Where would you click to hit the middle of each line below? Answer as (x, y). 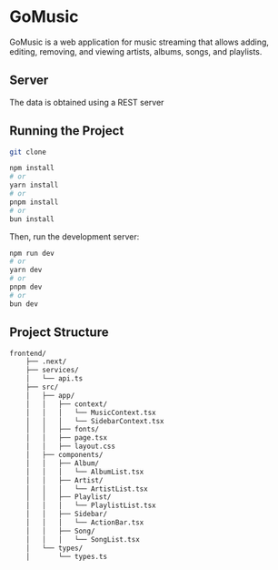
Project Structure (59, 333)
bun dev (24, 304)
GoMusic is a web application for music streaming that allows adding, (139, 42)
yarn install (34, 185)
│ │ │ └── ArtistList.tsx (87, 489)
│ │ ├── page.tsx (66, 438)
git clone (28, 152)
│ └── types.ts (66, 556)
